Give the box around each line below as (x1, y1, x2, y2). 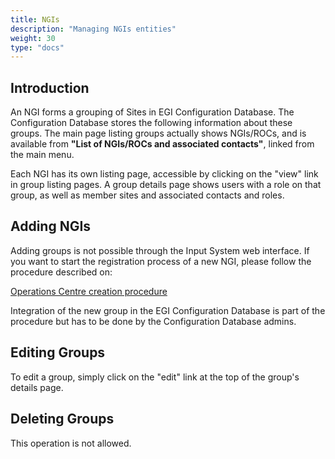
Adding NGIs (10, 218, 92, 235)
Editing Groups (10, 344, 106, 361)
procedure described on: (10, 266, 113, 278)
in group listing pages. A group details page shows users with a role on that (10, 179, 322, 191)
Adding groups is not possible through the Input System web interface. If (10, 244, 310, 256)
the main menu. (10, 149, 75, 161)
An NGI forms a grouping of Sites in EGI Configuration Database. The (10, 106, 295, 118)
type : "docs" (10, 42, 65, 53)
